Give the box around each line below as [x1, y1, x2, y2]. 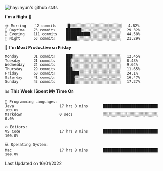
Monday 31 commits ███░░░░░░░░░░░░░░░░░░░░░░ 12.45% [5, 54, 140, 59]
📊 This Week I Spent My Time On [5, 88, 74, 94]
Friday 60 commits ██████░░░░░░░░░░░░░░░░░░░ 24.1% [5, 71, 138, 76]
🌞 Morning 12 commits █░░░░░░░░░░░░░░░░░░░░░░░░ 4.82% [5, 23, 140, 28]
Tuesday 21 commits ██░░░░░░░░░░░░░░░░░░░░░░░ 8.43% [5, 58, 138, 63]
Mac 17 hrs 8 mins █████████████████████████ [5, 148, 158, 153]
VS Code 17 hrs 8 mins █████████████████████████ [5, 129, 158, 134]
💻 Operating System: [5, 142, 49, 147]
